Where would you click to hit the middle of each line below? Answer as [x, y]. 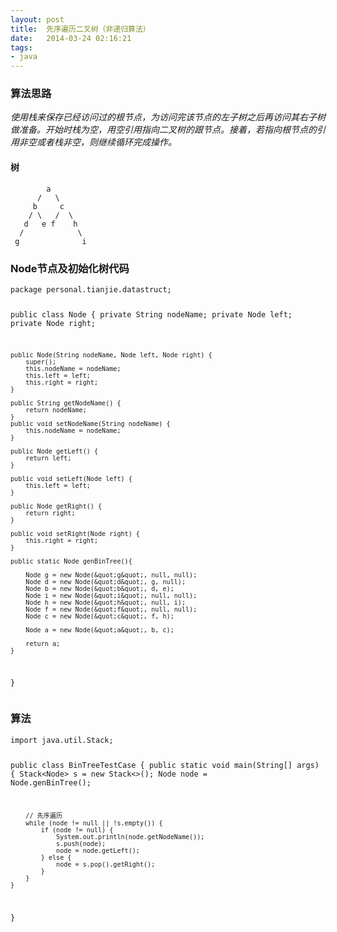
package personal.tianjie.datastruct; [91, 289]
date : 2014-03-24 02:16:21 [71, 38]
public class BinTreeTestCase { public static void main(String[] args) [165, 765]
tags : [21, 47]
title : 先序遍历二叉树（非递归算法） [80, 29]
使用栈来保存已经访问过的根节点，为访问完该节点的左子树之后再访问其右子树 [168, 117]
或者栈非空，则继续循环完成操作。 [106, 142]
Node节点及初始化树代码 [70, 268]
